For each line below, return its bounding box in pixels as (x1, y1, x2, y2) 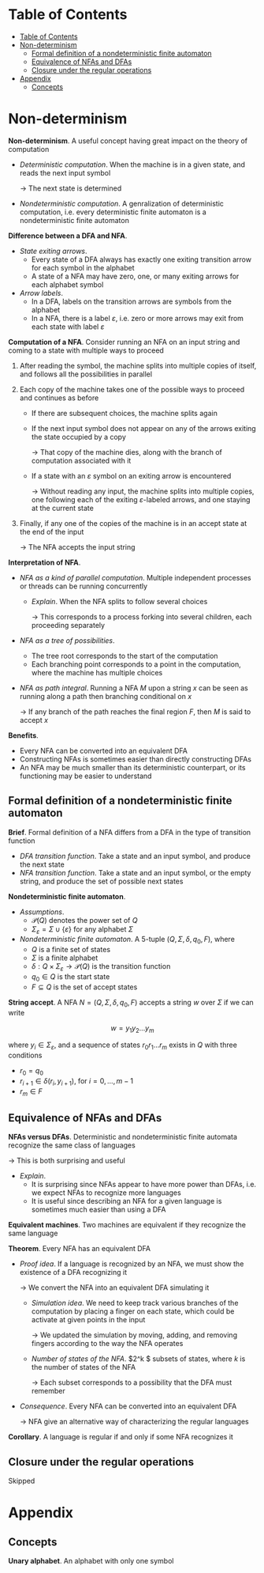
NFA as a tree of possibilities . (19, 635, 116, 645)
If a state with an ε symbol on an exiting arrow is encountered (31, 471, 232, 480)
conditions (8, 1050, 43, 1061)
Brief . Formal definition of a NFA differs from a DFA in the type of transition (8, 827, 251, 837)
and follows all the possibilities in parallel (19, 369, 152, 379)
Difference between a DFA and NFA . (8, 231, 128, 240)
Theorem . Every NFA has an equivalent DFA (8, 1244, 151, 1253)
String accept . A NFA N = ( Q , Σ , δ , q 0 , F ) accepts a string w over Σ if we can (8, 997, 254, 1009)
